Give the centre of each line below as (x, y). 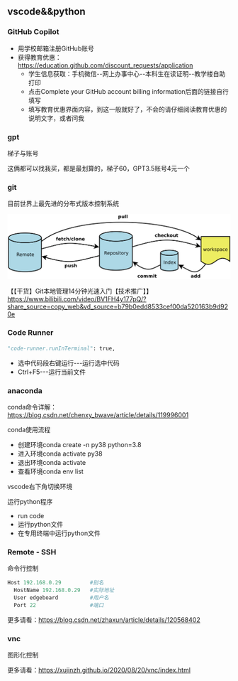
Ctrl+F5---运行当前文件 (52, 372)
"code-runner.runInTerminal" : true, (61, 348)
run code (31, 515)
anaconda (25, 390)
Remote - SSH (32, 552)
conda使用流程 (29, 429)
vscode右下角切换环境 (40, 486)
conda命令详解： (32, 407)
